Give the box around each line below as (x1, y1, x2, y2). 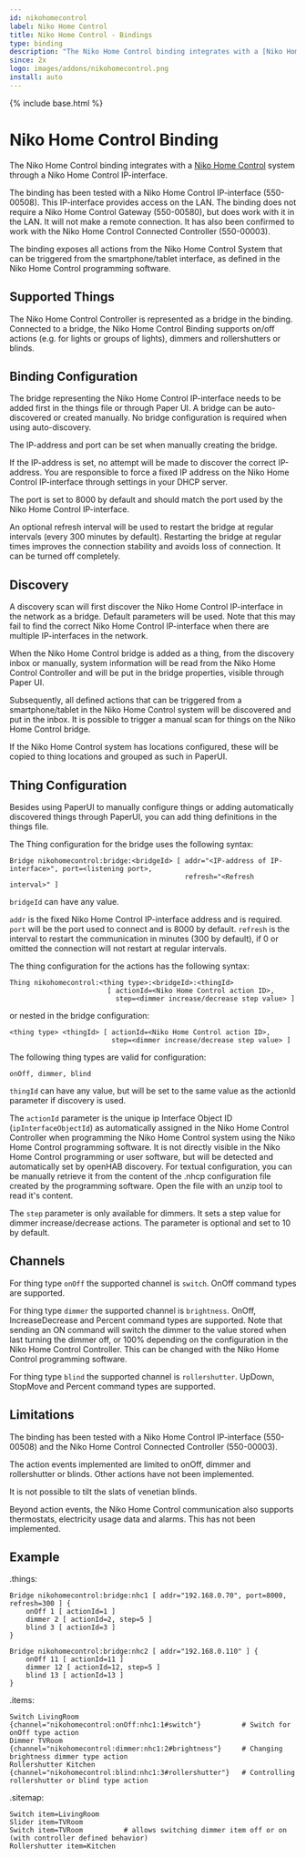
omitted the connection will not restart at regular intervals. (9, 942, 228, 953)
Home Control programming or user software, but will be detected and (9, 1151, 273, 1162)
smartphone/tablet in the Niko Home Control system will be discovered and (9, 704, 291, 715)
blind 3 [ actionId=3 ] (25, 1623, 117, 1632)
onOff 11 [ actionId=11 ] (25, 1655, 125, 1664)
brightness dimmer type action (9, 1752, 128, 1761)
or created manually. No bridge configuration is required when (53, 412, 287, 424)
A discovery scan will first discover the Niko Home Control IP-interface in (9, 601, 284, 612)
